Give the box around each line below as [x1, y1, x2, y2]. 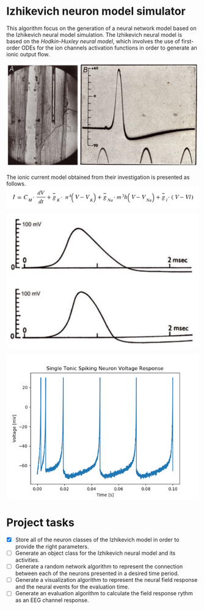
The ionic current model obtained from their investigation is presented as [6, 173, 190, 181]
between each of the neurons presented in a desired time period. [15, 570, 179, 577]
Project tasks [6, 516, 75, 530]
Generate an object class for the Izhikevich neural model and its [15, 549, 176, 557]
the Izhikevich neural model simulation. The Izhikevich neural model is [6, 31, 182, 38]
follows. [6, 180, 26, 187]
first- [181, 37, 194, 45]
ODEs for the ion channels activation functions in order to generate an [21, 44, 197, 51]
